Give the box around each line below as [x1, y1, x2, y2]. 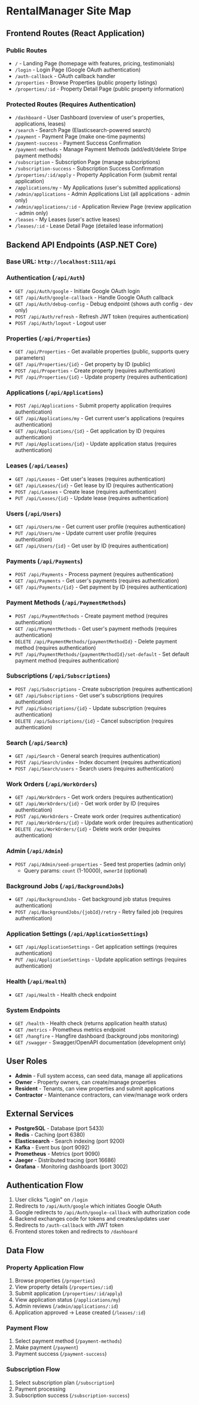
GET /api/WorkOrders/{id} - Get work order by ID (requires [14, 800, 160, 807]
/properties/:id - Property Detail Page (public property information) [14, 85, 185, 92]
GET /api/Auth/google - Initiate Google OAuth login [14, 287, 140, 295]
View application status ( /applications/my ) [14, 1296, 121, 1304]
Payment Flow [6, 1323, 48, 1332]
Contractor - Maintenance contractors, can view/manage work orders [14, 1091, 188, 1098]
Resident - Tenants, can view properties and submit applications [14, 1085, 174, 1092]
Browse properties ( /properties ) [14, 1277, 96, 1284]
